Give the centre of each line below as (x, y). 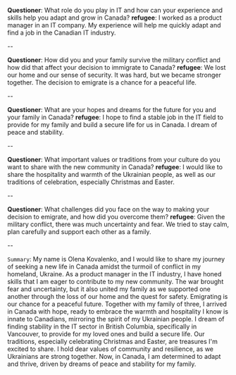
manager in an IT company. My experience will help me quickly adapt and (114, 25)
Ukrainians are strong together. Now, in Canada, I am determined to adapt (114, 356)
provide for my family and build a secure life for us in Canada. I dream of (112, 125)
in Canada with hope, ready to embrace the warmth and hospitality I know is (118, 312)
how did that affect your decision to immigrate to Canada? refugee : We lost (117, 67)
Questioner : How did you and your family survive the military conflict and (114, 60)
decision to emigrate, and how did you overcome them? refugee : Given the (116, 217)
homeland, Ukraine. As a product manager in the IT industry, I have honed (114, 274)
